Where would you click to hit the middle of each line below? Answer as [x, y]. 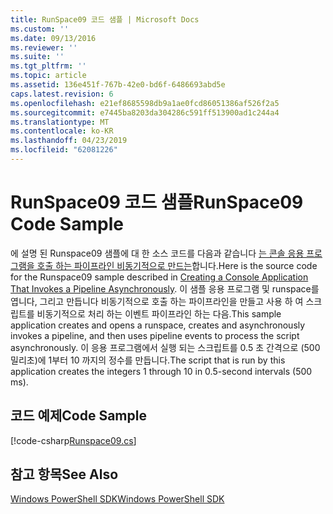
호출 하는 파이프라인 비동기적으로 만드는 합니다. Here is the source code [177, 265]
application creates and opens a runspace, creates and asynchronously [158, 325]
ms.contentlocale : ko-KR [62, 131]
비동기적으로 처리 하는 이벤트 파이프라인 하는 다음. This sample [159, 313]
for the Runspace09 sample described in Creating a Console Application [159, 277]
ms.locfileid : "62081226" [64, 150]
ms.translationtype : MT [60, 122]
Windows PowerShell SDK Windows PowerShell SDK [117, 499]
